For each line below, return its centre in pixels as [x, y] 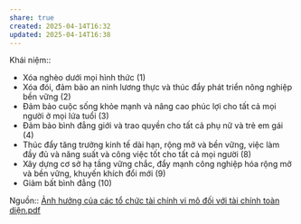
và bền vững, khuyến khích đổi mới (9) [94, 173]
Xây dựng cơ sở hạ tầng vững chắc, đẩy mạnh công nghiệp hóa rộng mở [157, 164]
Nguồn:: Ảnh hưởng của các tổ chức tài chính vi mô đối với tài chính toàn [145, 201]
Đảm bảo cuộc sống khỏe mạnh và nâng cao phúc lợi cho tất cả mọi [149, 107]
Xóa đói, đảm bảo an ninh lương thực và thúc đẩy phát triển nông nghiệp [157, 88]
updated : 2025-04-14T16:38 [60, 34]
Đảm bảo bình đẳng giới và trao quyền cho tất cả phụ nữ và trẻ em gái [152, 126]
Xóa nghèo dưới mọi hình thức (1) [84, 78]
